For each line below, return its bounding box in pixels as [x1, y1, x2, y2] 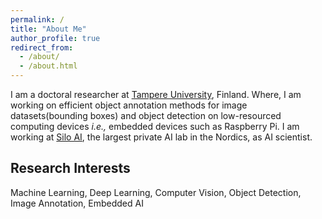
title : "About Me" [10, 24, 87, 34]
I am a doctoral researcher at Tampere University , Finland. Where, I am [10, 89, 302, 100]
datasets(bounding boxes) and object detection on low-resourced [10, 110, 282, 121]
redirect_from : [10, 42, 74, 53]
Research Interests [10, 160, 131, 177]
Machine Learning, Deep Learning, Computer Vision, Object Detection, [10, 186, 302, 198]
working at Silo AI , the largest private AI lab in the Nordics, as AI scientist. [10, 131, 313, 143]
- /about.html [19, 61, 78, 71]
